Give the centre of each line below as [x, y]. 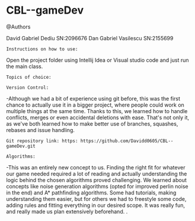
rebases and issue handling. [41, 130]
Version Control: [28, 87]
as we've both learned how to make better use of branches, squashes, [92, 124]
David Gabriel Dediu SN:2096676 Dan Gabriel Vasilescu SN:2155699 [90, 38]
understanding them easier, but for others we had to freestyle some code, [96, 198]
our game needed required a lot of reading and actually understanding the [97, 174]
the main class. [25, 66]
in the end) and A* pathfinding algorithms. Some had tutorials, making [91, 193]
